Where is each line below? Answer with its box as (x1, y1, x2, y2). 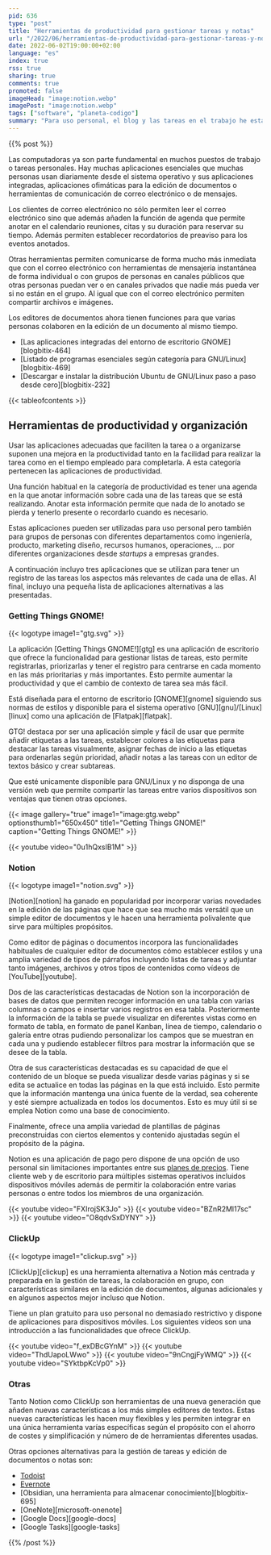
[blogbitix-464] (19, 345, 71, 355)
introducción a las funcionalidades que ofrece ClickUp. (8, 1325, 191, 1335)
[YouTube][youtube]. (8, 972, 77, 982)
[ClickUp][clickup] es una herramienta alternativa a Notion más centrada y (8, 1267, 256, 1277)
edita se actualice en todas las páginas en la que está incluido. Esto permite (8, 1080, 261, 1090)
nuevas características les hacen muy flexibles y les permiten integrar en (8, 1413, 252, 1424)
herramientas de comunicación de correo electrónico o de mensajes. (8, 189, 238, 198)
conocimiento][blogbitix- (166, 1487, 248, 1497)
